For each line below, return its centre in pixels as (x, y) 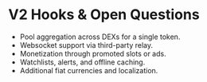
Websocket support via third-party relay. (86, 45)
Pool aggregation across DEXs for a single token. (100, 37)
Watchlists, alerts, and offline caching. (82, 62)
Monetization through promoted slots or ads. (93, 53)
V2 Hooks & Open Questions (104, 15)
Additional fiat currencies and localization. (89, 70)
